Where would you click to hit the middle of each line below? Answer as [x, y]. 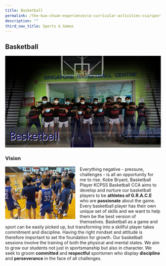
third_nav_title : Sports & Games [40, 26]
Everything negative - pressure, [112, 169]
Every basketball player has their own [118, 206]
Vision [13, 158]
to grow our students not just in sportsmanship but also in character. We [79, 248]
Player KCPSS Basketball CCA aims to [118, 185]
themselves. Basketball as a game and [119, 222]
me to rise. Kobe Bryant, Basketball [116, 180]
